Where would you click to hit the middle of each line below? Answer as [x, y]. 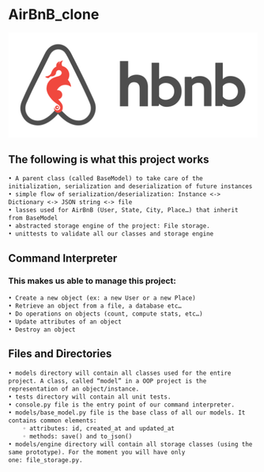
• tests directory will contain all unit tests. [90, 397]
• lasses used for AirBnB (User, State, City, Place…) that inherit [123, 210]
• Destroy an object [42, 330]
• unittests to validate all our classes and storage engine [111, 234]
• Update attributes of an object [65, 322]
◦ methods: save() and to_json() [77, 436]
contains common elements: [53, 421]
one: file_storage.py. [45, 460]
